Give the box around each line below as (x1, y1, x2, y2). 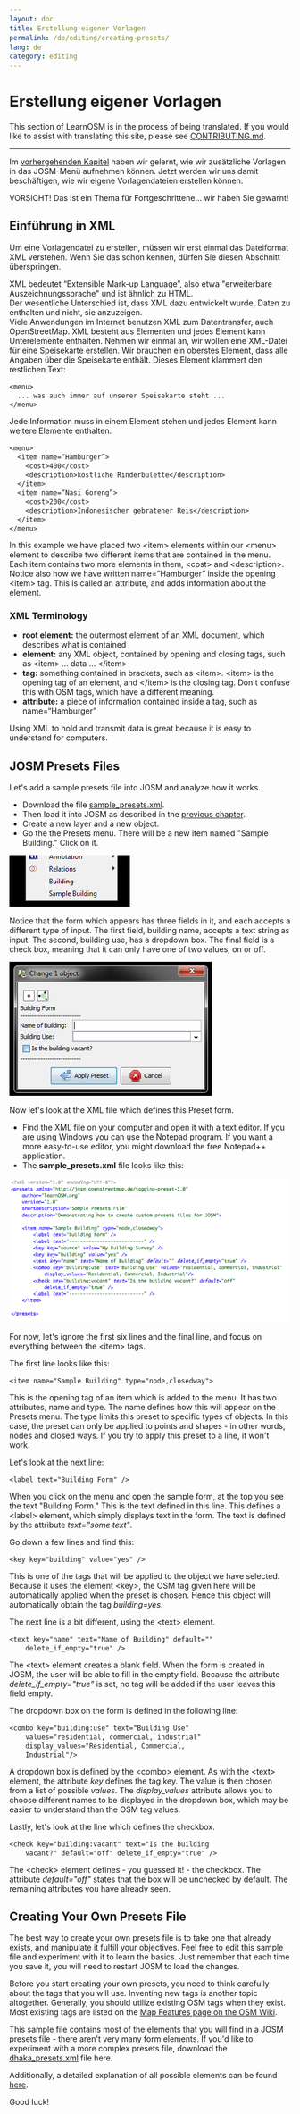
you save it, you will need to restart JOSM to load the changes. (9, 1961, 240, 1972)
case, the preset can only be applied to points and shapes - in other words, (9, 1420, 286, 1431)
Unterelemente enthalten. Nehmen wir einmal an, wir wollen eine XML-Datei (9, 335, 287, 346)
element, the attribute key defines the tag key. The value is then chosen (9, 1776, 272, 1786)
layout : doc (9, 14, 54, 23)
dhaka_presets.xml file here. (9, 2052, 113, 2063)
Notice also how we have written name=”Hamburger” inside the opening (9, 568, 276, 579)
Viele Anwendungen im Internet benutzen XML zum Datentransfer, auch (9, 316, 274, 327)
